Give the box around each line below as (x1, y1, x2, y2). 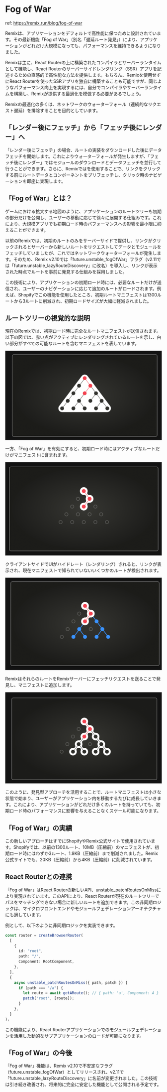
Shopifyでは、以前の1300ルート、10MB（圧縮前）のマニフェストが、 (13, 844, 155, 850)
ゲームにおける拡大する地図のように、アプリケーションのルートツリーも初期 (5, 208, 162, 214)
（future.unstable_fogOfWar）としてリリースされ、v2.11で (5, 1069, 124, 1075)
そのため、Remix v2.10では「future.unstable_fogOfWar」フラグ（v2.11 (13, 256, 157, 262)
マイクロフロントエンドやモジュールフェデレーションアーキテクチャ (22, 905, 162, 911)
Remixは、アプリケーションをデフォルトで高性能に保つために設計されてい (5, 30, 157, 36)
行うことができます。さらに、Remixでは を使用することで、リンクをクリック (5, 165, 161, 171)
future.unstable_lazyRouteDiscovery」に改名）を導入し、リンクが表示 (13, 263, 158, 269)
